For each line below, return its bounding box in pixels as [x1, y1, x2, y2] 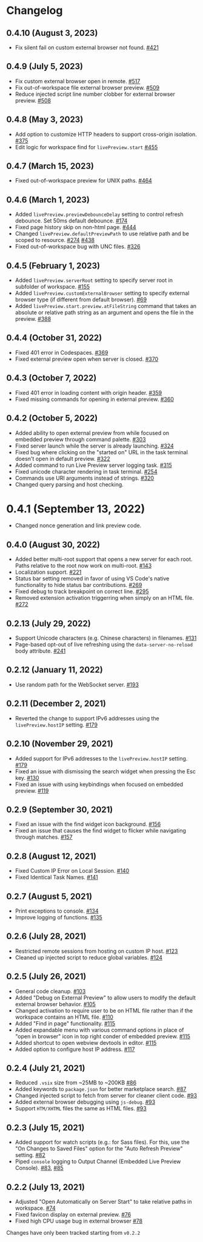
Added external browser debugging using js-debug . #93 [15, 1098, 156, 1106]
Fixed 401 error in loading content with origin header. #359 [15, 389, 162, 396]
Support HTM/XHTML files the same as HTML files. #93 [15, 1105, 147, 1112]
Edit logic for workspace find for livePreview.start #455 [15, 143, 158, 150]
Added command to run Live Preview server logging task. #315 [15, 462, 173, 469]
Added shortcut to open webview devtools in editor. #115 [15, 1039, 157, 1046]
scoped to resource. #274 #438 [15, 237, 95, 244]
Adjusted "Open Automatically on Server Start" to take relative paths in [15, 1198, 192, 1205]
